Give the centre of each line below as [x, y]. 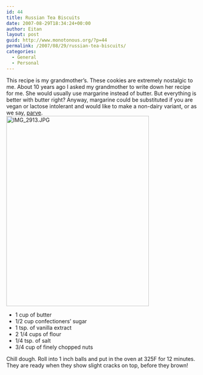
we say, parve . [25, 113]
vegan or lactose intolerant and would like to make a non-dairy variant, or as [101, 106]
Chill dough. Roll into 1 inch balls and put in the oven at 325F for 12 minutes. [101, 359]
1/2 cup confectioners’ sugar [51, 321]
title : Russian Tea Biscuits [43, 18]
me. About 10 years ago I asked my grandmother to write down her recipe [98, 86]
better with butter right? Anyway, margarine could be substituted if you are [100, 100]
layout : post [23, 35]
